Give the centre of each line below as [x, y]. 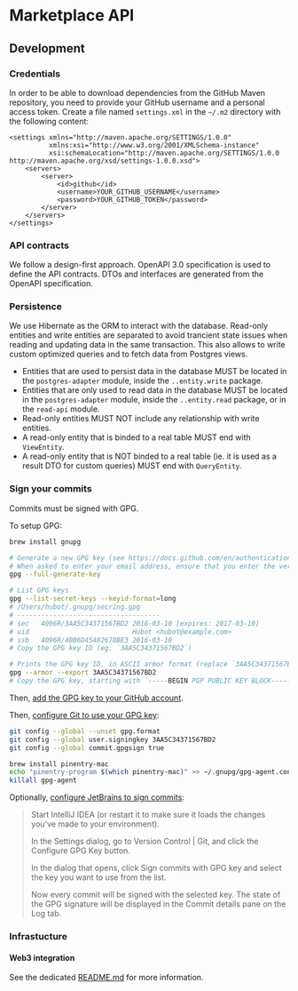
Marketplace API [72, 16]
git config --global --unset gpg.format [85, 731]
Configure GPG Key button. [81, 851]
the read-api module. [61, 409]
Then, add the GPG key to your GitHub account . [96, 698]
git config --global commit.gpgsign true [87, 747]
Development [47, 48]
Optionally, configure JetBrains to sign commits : [97, 797]
